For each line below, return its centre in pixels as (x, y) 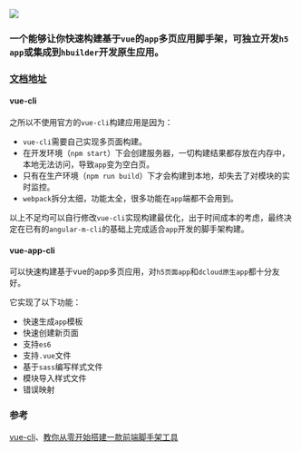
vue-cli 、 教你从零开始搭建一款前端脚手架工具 (94, 436)
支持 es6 (37, 344)
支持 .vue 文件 (47, 356)
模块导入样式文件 (54, 378)
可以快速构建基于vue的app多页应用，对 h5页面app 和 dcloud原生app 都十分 (141, 271)
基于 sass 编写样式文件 (63, 367)
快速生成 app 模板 (53, 321)
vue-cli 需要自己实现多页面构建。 (84, 142)
